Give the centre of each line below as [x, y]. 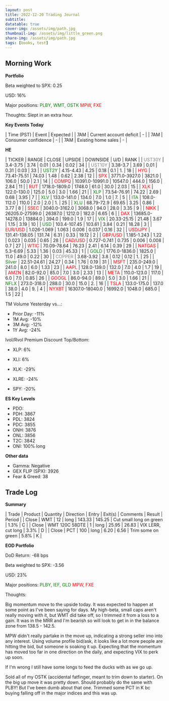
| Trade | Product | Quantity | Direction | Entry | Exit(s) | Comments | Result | [84, 514]
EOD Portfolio [20, 546]
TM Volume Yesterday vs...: [34, 304]
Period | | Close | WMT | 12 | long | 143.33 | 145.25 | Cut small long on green [84, 520]
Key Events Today [24, 125]
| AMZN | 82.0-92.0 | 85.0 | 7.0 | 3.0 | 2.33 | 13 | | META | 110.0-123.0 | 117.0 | [84, 272]
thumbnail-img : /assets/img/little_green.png [54, 33]
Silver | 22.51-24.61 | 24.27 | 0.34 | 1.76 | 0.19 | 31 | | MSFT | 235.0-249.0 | [81, 262]
